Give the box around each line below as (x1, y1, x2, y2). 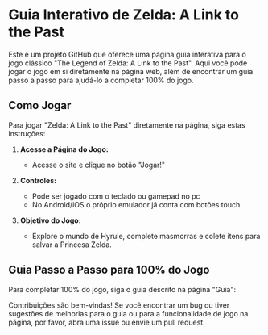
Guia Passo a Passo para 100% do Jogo (8, 263, 210, 277)
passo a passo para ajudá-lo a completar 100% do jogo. (8, 75, 194, 85)
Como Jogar (8, 98, 72, 112)
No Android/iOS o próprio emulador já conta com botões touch (31, 199, 241, 209)
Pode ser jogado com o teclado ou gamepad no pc (31, 191, 200, 201)
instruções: (8, 128, 46, 138)
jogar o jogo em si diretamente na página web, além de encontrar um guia (8, 66, 254, 76)
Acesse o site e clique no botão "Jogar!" (31, 160, 166, 170)
